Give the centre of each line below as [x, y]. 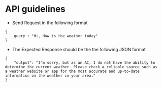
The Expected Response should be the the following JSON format [79, 49]
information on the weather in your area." [50, 75]
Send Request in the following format [50, 23]
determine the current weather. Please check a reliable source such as [81, 67]
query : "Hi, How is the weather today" [56, 36]
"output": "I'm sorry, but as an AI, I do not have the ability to [84, 62]
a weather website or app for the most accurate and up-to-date [72, 71]
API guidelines [35, 9]
